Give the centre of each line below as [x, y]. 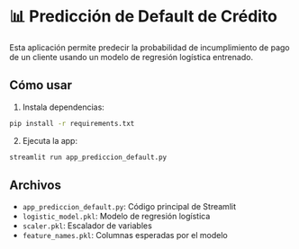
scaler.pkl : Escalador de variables [87, 226]
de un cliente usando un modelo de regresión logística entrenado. [131, 57]
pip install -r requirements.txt [72, 123]
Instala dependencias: [63, 107]
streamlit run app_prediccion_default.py [88, 157]
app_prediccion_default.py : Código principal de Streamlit [129, 207]
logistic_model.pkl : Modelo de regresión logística [116, 217]
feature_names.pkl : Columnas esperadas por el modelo [125, 236]
